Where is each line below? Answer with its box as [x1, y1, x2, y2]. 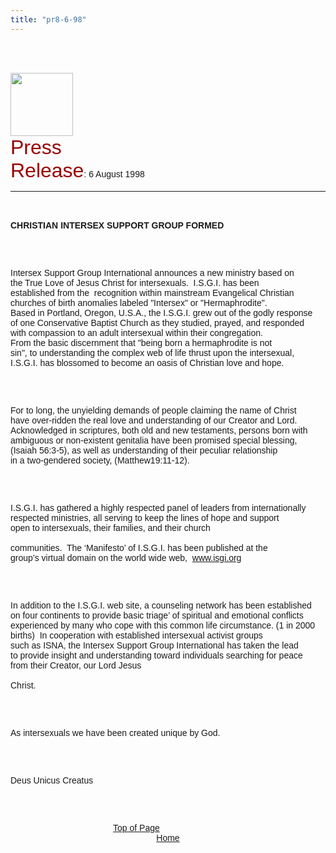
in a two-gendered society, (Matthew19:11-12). [10, 454, 190, 466]
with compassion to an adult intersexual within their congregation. [10, 327, 263, 338]
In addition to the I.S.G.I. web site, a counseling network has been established [10, 599, 312, 611]
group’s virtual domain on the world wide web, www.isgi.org [10, 552, 242, 563]
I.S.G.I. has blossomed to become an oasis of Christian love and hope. [10, 357, 285, 368]
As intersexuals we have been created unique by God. [10, 727, 221, 738]
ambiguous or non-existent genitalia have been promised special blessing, [10, 434, 298, 446]
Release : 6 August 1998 [10, 158, 145, 182]
